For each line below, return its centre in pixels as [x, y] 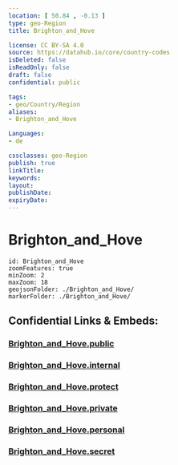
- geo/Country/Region [44, 104]
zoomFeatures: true [41, 268]
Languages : [26, 134]
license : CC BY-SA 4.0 [46, 45]
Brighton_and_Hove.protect [63, 387]
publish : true [32, 163]
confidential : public [44, 82]
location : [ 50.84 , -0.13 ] [57, 16]
